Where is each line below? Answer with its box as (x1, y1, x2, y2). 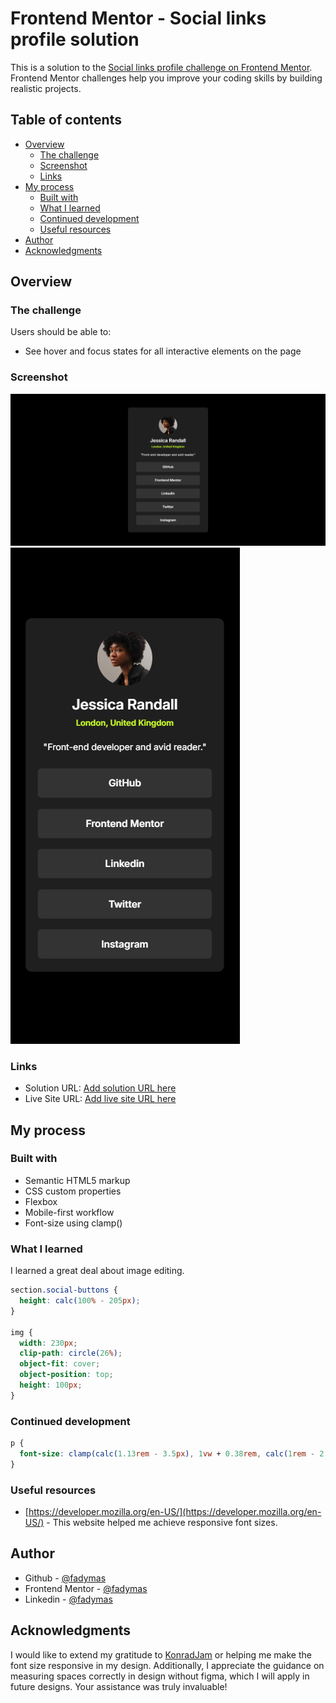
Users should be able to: (10, 326, 112, 338)
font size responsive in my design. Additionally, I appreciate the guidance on (10, 1659, 325, 1671)
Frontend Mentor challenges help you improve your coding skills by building (10, 72, 323, 84)
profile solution (10, 28, 140, 51)
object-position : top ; (19, 1370, 114, 1380)
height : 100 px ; (19, 1380, 83, 1391)
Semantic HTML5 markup (24, 1174, 131, 1186)
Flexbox (24, 1195, 58, 1207)
